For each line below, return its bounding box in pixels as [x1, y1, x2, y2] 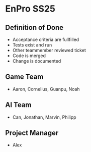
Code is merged [12, 53, 46, 59]
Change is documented [12, 58, 61, 64]
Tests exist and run [12, 42, 52, 48]
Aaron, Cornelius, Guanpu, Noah [12, 86, 80, 92]
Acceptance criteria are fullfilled [12, 36, 79, 42]
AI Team [5, 100, 32, 109]
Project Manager [5, 129, 59, 137]
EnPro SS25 [5, 3, 55, 15]
